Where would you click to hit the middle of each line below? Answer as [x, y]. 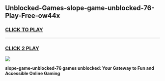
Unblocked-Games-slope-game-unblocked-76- [80, 8]
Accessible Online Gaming [33, 73]
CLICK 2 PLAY [22, 48]
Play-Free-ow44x [33, 16]
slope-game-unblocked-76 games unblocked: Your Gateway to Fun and [80, 68]
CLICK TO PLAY [24, 30]
